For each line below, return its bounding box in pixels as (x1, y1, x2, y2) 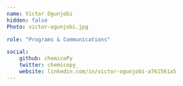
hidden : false (6, 17, 48, 24)
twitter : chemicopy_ (19, 62, 79, 69)
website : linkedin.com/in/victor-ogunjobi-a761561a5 (19, 68, 177, 75)
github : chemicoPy (19, 55, 73, 62)
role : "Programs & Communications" (6, 36, 111, 43)
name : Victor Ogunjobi (6, 10, 73, 17)
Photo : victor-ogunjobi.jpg (6, 23, 89, 30)
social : (6, 48, 29, 56)
